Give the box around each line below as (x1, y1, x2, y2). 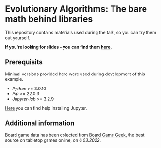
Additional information (5, 119, 75, 128)
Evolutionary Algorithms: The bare (5, 3, 147, 15)
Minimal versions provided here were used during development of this (5, 71, 145, 77)
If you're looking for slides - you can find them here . (5, 44, 112, 50)
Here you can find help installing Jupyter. (5, 105, 87, 111)
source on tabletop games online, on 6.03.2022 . (5, 137, 101, 143)
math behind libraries (5, 14, 93, 25)
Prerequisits (5, 58, 43, 66)
